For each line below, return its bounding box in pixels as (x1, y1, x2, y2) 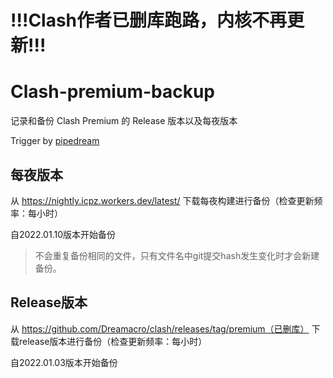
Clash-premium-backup (10, 81, 216, 103)
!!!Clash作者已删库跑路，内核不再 (10, 9, 288, 32)
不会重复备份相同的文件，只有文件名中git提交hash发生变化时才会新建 (34, 249, 320, 261)
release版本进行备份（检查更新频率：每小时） (18, 335, 208, 347)
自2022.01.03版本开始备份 (10, 356, 118, 368)
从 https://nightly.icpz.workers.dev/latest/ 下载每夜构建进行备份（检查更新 (10, 194, 315, 206)
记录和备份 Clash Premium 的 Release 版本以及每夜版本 (10, 115, 238, 127)
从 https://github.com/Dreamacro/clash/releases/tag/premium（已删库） (10, 322, 310, 335)
